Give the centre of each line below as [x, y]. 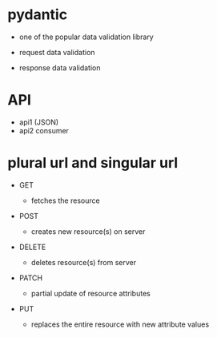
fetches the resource [66, 200]
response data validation [60, 67]
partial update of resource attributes [91, 293]
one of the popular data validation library [86, 37]
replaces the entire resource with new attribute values [120, 324]
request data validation [57, 52]
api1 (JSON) [39, 122]
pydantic [38, 15]
